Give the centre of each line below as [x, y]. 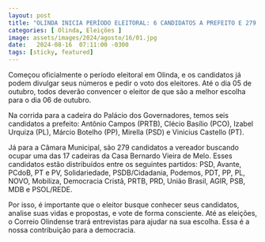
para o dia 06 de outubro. [50, 100]
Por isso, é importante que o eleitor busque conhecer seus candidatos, [124, 205]
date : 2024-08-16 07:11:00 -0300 [68, 45]
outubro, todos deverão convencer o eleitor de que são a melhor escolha [127, 91]
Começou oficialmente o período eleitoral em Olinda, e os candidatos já [125, 75]
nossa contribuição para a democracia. [72, 230]
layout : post [30, 15]
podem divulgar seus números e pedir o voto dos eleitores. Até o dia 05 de [130, 83]
